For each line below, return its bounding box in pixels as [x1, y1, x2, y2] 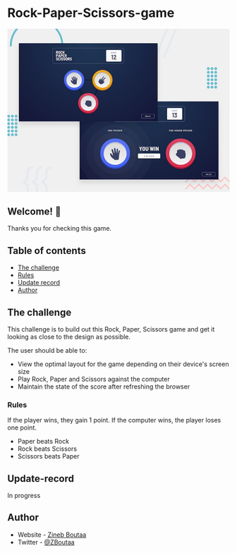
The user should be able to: [7, 346, 87, 354]
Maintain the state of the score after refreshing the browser [17, 382, 190, 391]
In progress [7, 492, 41, 500]
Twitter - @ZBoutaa [17, 537, 75, 546]
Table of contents [7, 245, 86, 257]
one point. [7, 423, 37, 432]
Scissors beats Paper [17, 452, 80, 461]
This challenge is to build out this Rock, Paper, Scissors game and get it [7, 324, 215, 333]
